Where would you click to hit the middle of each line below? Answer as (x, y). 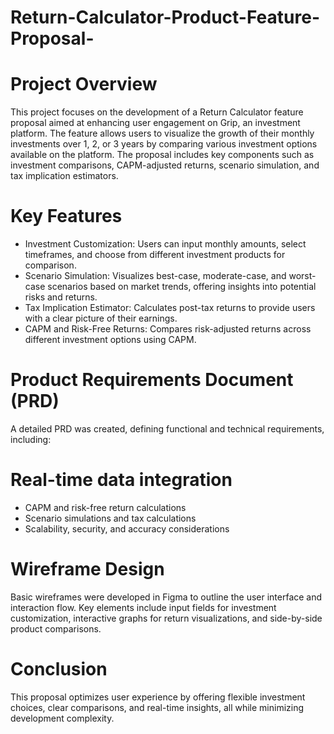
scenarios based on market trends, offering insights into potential (182, 287)
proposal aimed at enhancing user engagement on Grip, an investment (155, 123)
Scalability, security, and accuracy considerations (127, 528)
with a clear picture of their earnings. (101, 318)
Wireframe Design (87, 569)
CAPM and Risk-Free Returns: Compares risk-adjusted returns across (168, 329)
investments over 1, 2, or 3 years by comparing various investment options (164, 144)
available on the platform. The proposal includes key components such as (162, 155)
